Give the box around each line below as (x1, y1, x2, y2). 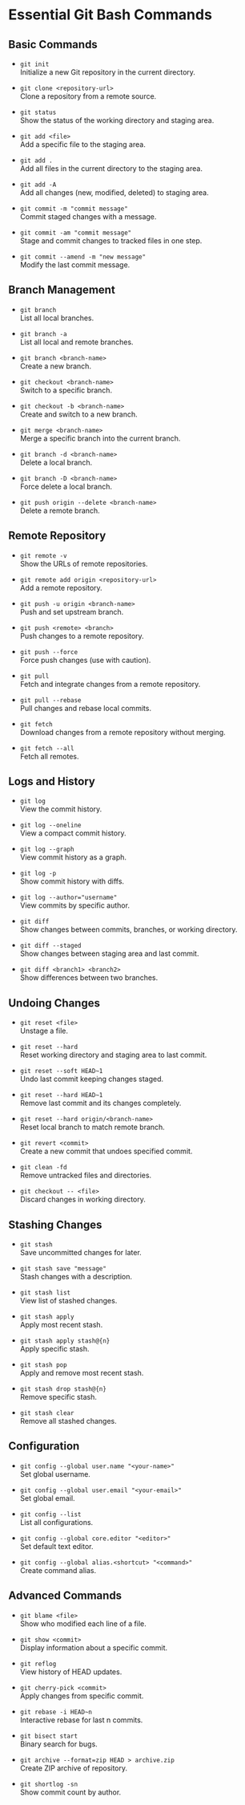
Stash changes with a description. (19, 1272, 132, 1282)
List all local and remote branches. (19, 337, 134, 347)
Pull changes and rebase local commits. (19, 703, 152, 713)
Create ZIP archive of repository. (19, 1763, 128, 1773)
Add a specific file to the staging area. (19, 140, 146, 149)
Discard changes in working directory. (19, 1194, 147, 1205)
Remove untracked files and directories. (19, 1170, 152, 1181)
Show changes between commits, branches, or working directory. (19, 925, 238, 934)
